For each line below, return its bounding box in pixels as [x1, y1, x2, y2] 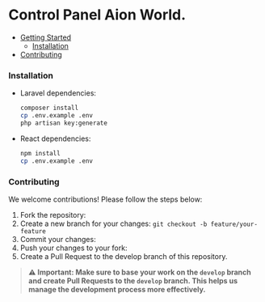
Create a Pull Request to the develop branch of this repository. [19, 251, 228, 261]
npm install [19, 149, 61, 157]
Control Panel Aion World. [8, 6, 187, 24]
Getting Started [19, 32, 71, 42]
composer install [19, 104, 79, 113]
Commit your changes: [19, 234, 96, 244]
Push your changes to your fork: [19, 243, 128, 253]
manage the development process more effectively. [27, 284, 206, 294]
